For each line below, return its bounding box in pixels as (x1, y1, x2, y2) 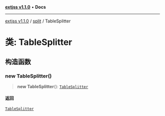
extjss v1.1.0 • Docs (5, 4, 46, 10)
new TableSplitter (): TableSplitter (17, 83, 88, 89)
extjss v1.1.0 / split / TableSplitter (5, 18, 71, 24)
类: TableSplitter (5, 37, 72, 48)
